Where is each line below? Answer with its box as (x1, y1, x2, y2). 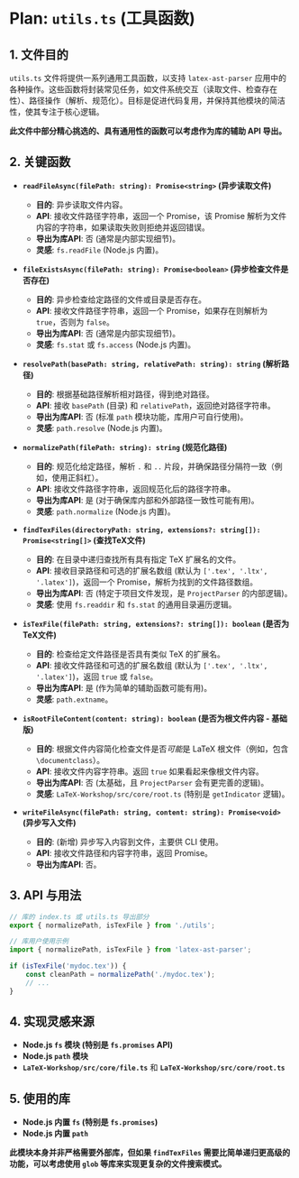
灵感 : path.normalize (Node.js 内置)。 (35, 506, 176, 517)
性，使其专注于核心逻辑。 (9, 106, 104, 117)
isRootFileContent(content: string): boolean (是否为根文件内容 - (22, 713, 270, 723)
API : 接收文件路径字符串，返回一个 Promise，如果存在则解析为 (35, 305, 268, 316)
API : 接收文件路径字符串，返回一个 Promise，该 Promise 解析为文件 (35, 210, 287, 221)
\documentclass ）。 (35, 754, 105, 765)
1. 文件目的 (9, 47, 69, 62)
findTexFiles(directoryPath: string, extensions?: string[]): (22, 525, 261, 535)
